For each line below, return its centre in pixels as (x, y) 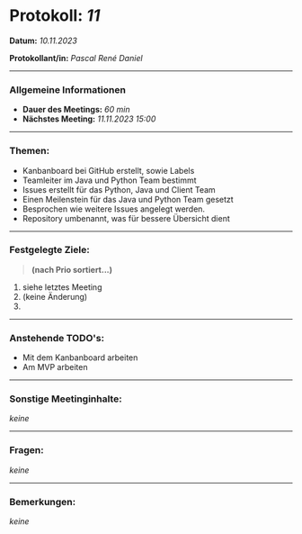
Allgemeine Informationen (67, 89)
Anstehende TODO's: (57, 338)
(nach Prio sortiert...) (72, 269)
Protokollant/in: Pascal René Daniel (76, 58)
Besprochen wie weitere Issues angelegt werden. (113, 209)
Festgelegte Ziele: (49, 250)
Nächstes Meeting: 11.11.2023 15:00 (89, 119)
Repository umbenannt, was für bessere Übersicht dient (126, 218)
